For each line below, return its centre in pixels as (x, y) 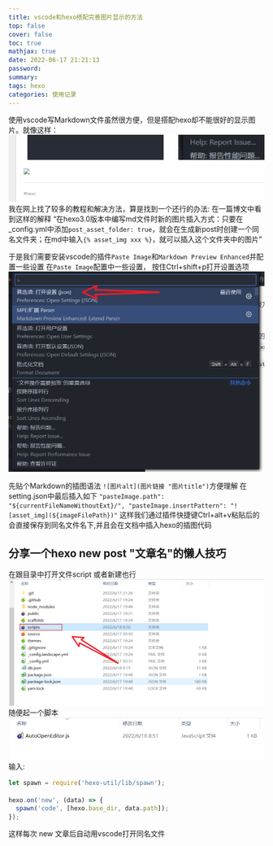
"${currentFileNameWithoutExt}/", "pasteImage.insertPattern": (118, 506)
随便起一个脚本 (33, 713)
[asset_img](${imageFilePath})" (63, 516)
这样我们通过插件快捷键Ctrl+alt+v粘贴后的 (189, 515)
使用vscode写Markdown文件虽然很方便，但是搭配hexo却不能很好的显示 (129, 120)
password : (25, 69)
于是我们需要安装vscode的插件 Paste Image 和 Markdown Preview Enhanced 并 (133, 257)
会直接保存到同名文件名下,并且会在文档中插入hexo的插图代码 (110, 525)
